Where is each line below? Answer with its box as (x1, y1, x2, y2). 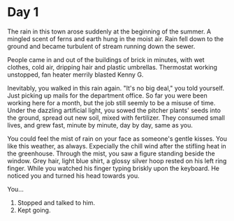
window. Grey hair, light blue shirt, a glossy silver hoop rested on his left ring (7, 156, 227, 165)
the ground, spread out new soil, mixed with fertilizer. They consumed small (7, 113, 226, 122)
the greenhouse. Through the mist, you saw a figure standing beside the (7, 149, 215, 158)
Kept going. (17, 206, 51, 214)
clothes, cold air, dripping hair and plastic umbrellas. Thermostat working (7, 63, 218, 71)
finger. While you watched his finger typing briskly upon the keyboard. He (7, 164, 220, 172)
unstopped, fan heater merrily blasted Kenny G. (7, 70, 144, 79)
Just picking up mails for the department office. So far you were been (7, 91, 207, 100)
